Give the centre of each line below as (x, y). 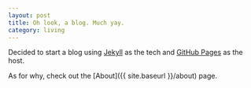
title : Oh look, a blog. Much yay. (66, 23)
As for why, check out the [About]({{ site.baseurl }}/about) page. (113, 76)
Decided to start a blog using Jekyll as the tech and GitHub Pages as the (125, 53)
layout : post (30, 15)
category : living (37, 30)
